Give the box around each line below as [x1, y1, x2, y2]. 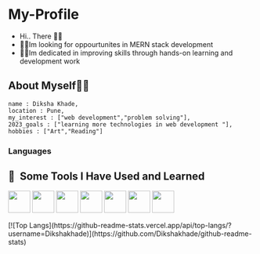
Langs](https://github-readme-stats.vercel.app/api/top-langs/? [29, 221, 233, 230]
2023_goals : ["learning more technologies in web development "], [8, 120, 233, 129]
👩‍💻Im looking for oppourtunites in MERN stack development [19, 39, 214, 49]
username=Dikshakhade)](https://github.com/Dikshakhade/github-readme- [8, 229, 252, 238]
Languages [8, 145, 52, 156]
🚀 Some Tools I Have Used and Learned [8, 170, 205, 183]
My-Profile [8, 5, 80, 24]
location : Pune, [8, 107, 65, 114]
